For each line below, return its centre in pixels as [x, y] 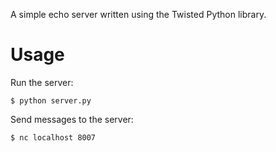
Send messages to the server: [72, 119]
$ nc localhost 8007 [53, 137]
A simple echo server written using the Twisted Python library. [138, 14]
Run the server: [42, 82]
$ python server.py [51, 100]
